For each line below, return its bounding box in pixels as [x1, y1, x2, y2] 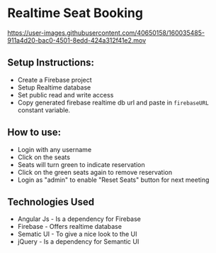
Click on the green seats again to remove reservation [17, 168, 172, 176]
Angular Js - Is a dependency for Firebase [17, 215, 142, 223]
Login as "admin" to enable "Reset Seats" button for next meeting [17, 176, 210, 184]
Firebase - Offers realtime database [17, 222, 123, 231]
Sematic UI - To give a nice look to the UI [17, 230, 137, 239]
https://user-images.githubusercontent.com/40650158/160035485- [7, 28, 205, 37]
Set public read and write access [17, 90, 114, 99]
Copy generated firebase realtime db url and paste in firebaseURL [17, 98, 209, 107]
